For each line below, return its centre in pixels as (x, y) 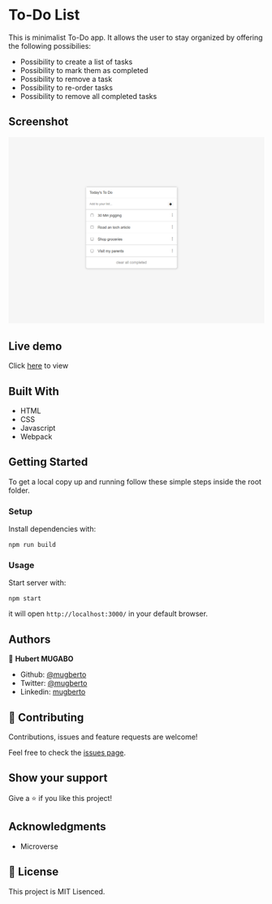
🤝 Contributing (46, 717)
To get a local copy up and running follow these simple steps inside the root (135, 481)
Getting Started (48, 462)
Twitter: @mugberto (54, 683)
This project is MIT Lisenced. (57, 891)
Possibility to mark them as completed (84, 70)
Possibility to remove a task (66, 79)
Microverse (39, 846)
